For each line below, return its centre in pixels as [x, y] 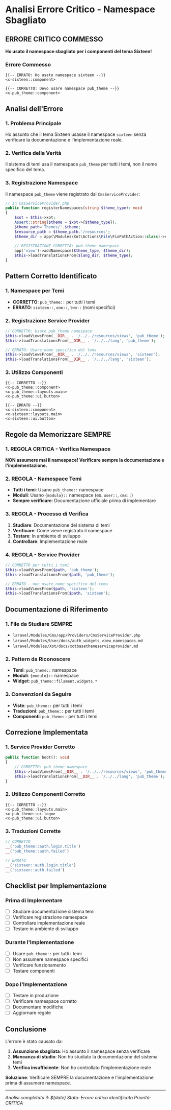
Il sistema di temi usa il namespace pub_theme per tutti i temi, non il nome [81, 164]
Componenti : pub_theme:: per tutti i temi [55, 716]
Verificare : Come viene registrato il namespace [63, 530]
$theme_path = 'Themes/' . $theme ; [48, 227]
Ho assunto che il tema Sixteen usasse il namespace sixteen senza [76, 134]
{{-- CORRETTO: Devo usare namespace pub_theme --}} [62, 89]
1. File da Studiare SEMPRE [39, 624]
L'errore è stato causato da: [34, 1042]
